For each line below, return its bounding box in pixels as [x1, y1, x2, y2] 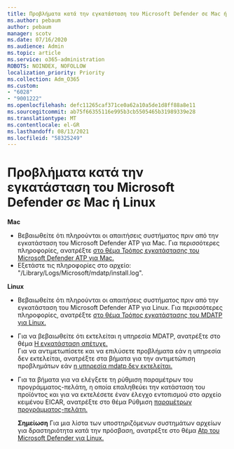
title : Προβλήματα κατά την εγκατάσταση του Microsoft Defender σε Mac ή [7, 10, 228, 18]
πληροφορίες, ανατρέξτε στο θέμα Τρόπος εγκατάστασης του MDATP [17, 311, 223, 320]
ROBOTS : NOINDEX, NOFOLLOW [7, 63, 86, 70]
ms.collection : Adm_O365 [7, 75, 80, 83]
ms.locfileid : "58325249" [7, 134, 83, 141]
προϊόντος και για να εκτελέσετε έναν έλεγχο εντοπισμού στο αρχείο [17, 391, 222, 399]
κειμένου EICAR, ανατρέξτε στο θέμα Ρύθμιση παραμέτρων [17, 398, 193, 406]
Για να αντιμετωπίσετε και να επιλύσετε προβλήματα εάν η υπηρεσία [17, 347, 221, 356]
